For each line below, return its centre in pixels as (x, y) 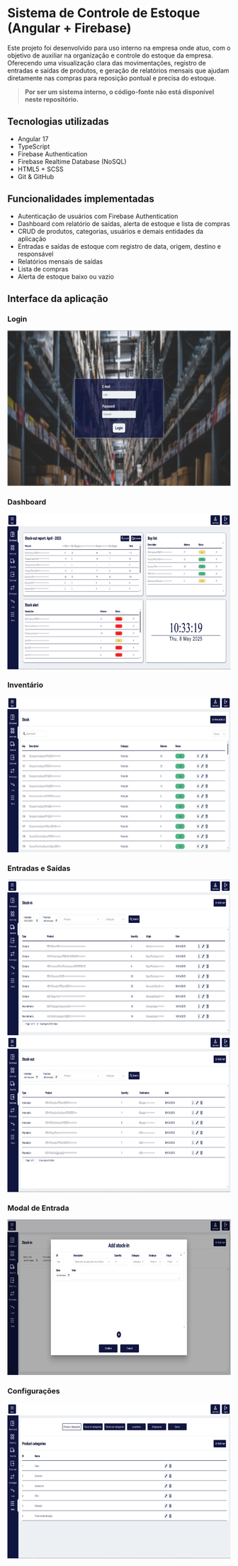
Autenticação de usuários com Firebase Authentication (98, 216)
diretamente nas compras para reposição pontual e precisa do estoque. (112, 78)
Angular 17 (33, 139)
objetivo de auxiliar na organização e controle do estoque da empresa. (110, 55)
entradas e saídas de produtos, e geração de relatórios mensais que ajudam (118, 70)
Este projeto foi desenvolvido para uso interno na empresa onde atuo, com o (119, 48)
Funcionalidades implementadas (81, 199)
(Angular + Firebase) (69, 28)
